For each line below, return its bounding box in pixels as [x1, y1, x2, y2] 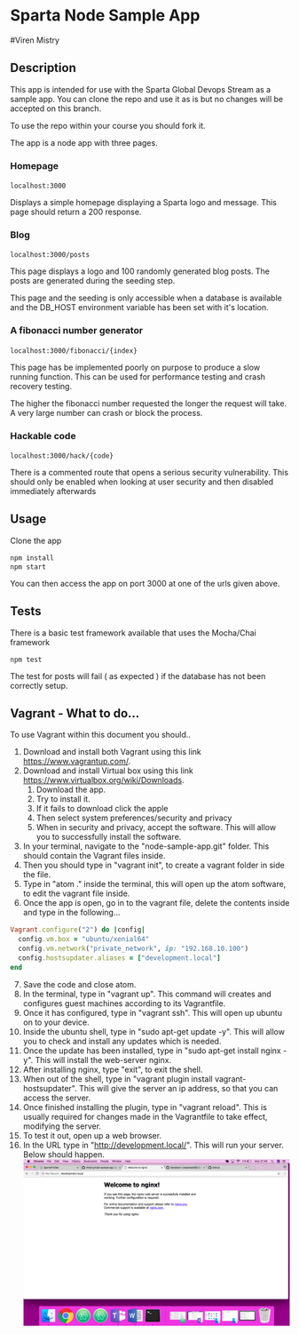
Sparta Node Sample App [10, 5, 201, 26]
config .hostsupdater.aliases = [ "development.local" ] [18, 954, 221, 963]
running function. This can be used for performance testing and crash [10, 371, 265, 382]
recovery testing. [10, 380, 73, 391]
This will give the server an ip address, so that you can [79, 1083, 279, 1093]
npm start [10, 562, 47, 572]
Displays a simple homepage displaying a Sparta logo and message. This [10, 197, 278, 208]
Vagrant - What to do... [10, 706, 140, 721]
